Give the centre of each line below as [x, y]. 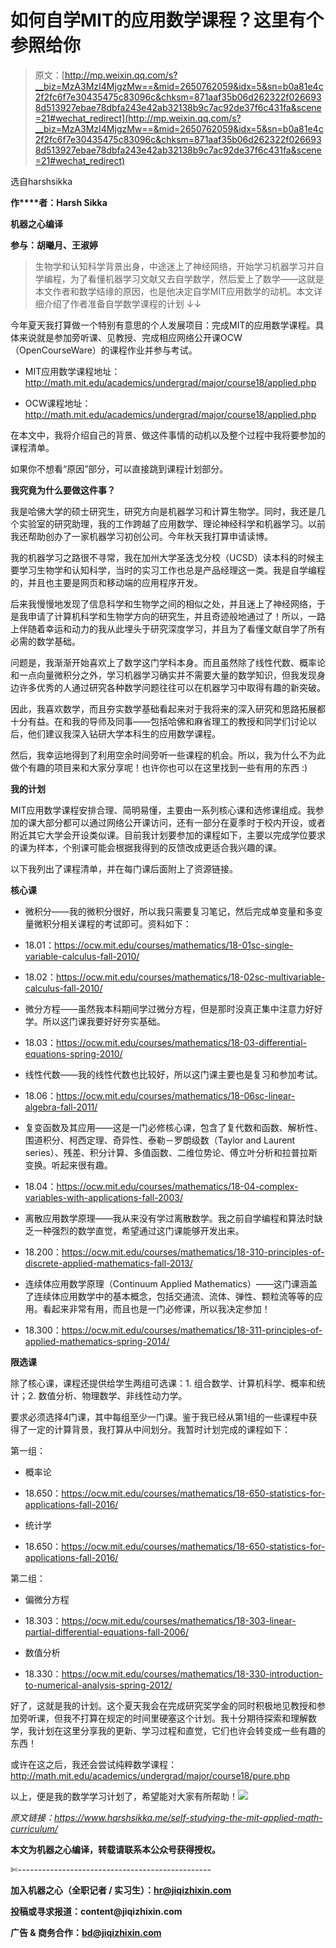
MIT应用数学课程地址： [72, 371]
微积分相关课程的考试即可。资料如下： [112, 923]
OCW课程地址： [58, 403]
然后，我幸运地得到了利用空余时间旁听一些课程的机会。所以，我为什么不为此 [168, 755]
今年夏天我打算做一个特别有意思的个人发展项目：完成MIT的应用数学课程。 [163, 325]
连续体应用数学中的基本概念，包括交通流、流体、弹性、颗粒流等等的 [174, 1296]
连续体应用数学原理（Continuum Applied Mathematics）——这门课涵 [166, 1283]
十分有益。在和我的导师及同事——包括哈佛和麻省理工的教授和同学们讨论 [159, 721]
